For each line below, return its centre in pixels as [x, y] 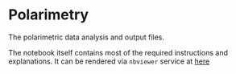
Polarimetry [49, 15]
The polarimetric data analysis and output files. [87, 37]
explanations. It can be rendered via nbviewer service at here [109, 61]
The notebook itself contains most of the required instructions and [118, 52]
